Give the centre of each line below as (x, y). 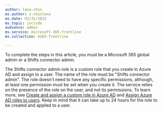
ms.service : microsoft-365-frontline (43, 32)
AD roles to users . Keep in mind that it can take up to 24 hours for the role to (81, 100)
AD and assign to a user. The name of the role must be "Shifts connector (78, 74)
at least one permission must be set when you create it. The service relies (79, 84)
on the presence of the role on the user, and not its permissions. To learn (78, 90)
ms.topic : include (24, 23)
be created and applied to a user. (38, 105)
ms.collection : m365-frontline (37, 37)
